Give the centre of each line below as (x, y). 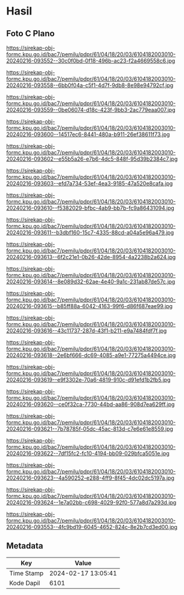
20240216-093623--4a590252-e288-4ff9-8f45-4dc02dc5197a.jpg (90, 478)
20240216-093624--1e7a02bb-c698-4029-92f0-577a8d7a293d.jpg (91, 502)
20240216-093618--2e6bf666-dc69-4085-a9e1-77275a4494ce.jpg (91, 355)
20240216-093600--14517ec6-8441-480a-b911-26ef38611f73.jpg (88, 134)
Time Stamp (27, 573)
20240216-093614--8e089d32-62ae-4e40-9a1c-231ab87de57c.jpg (91, 281)
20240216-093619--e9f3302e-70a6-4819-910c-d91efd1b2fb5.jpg (88, 380)
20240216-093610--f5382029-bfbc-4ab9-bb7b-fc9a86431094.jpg (90, 208)
